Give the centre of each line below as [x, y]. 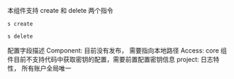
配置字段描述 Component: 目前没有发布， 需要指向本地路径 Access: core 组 [117, 51]
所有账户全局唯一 [46, 68]
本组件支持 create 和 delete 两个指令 [60, 10]
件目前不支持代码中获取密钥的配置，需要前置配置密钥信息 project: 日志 [111, 59]
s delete [20, 36]
